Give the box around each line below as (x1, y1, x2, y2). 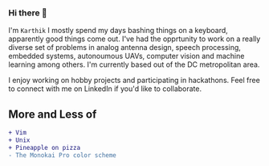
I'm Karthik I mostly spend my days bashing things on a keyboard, (8, 26, 229, 35)
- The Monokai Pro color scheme (8, 151, 116, 160)
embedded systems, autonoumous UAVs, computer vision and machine (8, 52, 245, 61)
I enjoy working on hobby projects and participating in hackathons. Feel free (8, 76, 261, 85)
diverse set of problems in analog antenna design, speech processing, (8, 43, 241, 52)
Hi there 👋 (8, 7, 48, 19)
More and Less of (8, 107, 97, 121)
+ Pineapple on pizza (8, 143, 81, 151)
